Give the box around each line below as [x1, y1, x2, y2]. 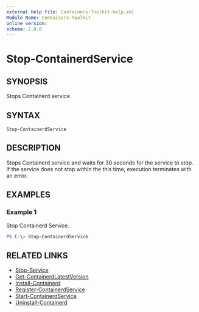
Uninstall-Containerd [15, 299, 68, 307]
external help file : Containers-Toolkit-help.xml [6, 9, 135, 15]
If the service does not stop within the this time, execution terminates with [6, 165, 192, 172]
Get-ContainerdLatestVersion [15, 273, 89, 280]
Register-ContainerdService [15, 286, 85, 293]
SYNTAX [6, 110, 41, 121]
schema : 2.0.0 [6, 26, 43, 32]
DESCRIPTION [6, 143, 61, 153]
